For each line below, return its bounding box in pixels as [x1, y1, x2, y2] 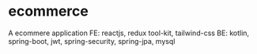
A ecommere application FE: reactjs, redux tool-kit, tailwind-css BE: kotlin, [8, 28, 250, 38]
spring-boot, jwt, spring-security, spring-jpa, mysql [8, 36, 176, 45]
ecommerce [8, 2, 89, 20]
